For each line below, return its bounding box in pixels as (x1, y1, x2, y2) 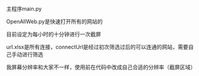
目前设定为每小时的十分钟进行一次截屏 (6, 31, 101, 38)
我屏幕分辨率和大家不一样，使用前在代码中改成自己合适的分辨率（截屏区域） (6, 63, 196, 71)
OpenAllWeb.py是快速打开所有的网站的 (6, 18, 103, 25)
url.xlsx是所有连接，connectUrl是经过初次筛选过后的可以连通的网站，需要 (6, 44, 189, 50)
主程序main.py (6, 5, 42, 12)
